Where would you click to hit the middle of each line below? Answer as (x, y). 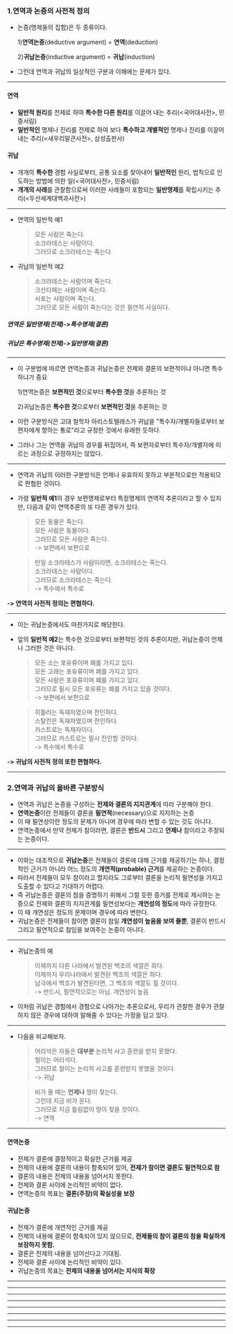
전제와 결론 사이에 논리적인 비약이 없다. (70, 1185)
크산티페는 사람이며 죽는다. (71, 290)
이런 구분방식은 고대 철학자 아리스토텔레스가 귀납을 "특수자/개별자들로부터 (117, 422)
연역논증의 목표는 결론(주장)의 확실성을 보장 (76, 1193)
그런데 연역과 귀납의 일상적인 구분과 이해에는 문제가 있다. (94, 72)
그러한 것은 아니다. (50, 648)
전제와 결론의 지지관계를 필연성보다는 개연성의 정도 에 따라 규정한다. (126, 903)
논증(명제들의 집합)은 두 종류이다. (62, 27)
